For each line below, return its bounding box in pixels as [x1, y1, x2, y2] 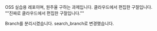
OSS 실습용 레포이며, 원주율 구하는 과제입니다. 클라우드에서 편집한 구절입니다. [5, 4, 153, 10]
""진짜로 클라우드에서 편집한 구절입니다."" [5, 10, 84, 16]
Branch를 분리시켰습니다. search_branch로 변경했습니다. [5, 21, 114, 26]
